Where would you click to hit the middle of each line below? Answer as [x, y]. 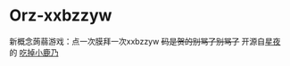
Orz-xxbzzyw [61, 16]
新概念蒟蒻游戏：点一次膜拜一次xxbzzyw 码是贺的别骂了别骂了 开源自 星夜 [145, 41]
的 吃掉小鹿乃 [34, 52]
